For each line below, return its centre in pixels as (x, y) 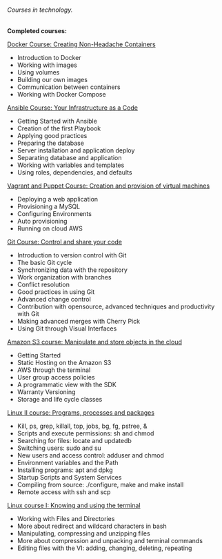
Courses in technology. (40, 10)
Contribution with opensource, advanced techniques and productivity (116, 306)
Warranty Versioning (46, 392)
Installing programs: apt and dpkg (65, 470)
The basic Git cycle (44, 263)
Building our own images (52, 80)
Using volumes (38, 72)
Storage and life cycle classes (60, 400)
